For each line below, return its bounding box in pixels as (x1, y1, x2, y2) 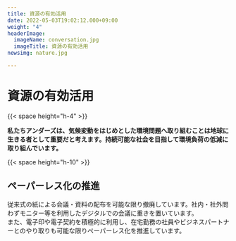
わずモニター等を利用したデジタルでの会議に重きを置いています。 (7, 209, 198, 217)
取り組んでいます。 (7, 143, 62, 152)
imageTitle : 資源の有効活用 (13, 43, 89, 50)
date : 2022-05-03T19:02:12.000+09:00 (7, 17, 118, 24)
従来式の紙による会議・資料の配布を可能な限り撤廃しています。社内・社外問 (7, 200, 229, 208)
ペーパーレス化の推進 (7, 180, 100, 192)
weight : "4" (7, 23, 42, 30)
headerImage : (7, 30, 46, 37)
